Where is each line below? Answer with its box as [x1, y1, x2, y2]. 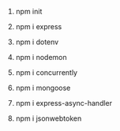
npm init [15, 7, 43, 16]
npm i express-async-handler [15, 99, 113, 107]
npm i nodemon [15, 53, 67, 62]
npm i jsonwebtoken [15, 114, 82, 123]
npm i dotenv [15, 37, 59, 47]
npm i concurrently [15, 68, 77, 77]
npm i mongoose [15, 83, 71, 92]
